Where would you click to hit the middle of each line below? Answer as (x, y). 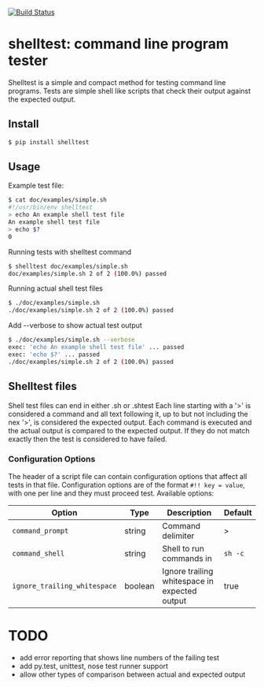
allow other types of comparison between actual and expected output (132, 674)
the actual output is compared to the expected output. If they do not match (129, 430)
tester (28, 61)
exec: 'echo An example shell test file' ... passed (96, 347)
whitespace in (188, 581)
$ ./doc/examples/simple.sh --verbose (71, 340)
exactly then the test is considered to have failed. (88, 439)
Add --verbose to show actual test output (75, 325)
